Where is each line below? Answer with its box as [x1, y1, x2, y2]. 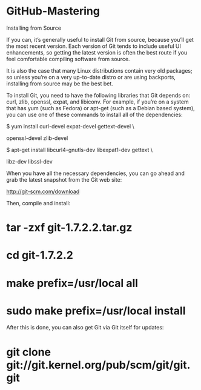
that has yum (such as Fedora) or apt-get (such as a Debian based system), [6, 104, 195, 111]
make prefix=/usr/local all [6, 276, 138, 290]
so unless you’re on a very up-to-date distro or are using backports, [6, 73, 176, 81]
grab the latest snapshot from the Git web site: [6, 176, 122, 183]
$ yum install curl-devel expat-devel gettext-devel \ [6, 122, 134, 130]
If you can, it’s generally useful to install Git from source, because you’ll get [6, 36, 194, 43]
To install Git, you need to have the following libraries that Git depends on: [6, 91, 191, 99]
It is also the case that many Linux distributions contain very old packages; [6, 67, 193, 74]
